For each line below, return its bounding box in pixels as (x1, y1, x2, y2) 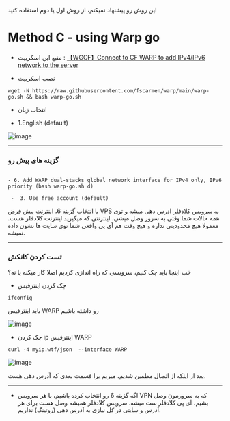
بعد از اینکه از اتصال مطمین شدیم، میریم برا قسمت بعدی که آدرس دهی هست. (8, 371, 207, 379)
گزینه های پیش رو (8, 155, 59, 165)
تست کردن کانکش (8, 253, 62, 262)
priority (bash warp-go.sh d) (8, 183, 94, 190)
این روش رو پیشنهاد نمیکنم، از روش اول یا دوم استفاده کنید (8, 6, 157, 14)
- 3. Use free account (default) (10, 195, 109, 202)
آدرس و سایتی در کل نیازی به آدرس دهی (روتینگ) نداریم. (17, 405, 161, 413)
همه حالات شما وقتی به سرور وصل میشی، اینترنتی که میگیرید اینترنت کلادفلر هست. (8, 214, 220, 222)
